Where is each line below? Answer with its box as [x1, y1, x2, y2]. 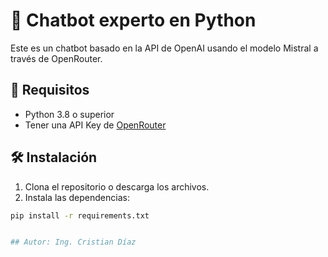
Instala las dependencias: [24, 191, 130, 203]
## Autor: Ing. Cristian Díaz [10, 237, 137, 248]
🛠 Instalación [10, 149, 98, 166]
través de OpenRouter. [10, 52, 103, 64]
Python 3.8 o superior [24, 108, 115, 120]
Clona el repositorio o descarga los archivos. [24, 180, 210, 193]
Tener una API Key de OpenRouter [24, 119, 167, 131]
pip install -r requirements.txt [10, 210, 150, 221]
